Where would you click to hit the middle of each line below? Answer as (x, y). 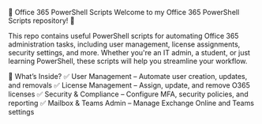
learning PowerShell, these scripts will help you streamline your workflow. (128, 61)
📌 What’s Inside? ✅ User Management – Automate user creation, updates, (128, 76)
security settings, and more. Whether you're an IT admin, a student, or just (129, 53)
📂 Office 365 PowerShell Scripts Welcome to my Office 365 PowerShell (124, 12)
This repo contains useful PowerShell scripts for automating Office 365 (124, 36)
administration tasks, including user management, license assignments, (124, 44)
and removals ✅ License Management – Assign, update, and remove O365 (129, 85)
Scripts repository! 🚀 (41, 21)
